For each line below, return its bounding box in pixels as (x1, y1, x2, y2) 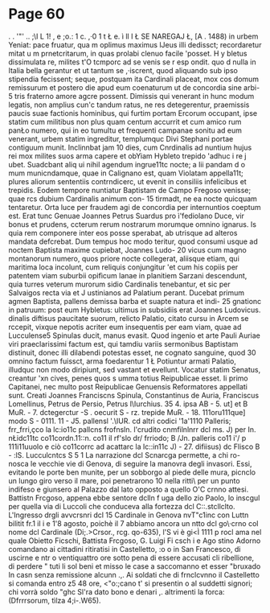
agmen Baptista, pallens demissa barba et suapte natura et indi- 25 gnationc (8, 296, 262, 306)
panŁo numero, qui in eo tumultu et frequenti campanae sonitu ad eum (8, 125, 243, 135)
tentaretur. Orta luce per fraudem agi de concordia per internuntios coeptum (8, 202, 261, 212)
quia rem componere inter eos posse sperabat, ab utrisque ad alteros (8, 228, 238, 237)
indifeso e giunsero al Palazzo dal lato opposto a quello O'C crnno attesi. (8, 484, 249, 494)
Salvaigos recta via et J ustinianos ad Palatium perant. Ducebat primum (8, 287, 245, 298)
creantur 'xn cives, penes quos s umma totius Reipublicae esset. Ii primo (8, 373, 248, 383)
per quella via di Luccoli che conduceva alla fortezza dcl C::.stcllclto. (8, 501, 235, 511)
